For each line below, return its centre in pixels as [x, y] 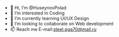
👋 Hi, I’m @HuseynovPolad [38, 8]
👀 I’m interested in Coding [37, 13]
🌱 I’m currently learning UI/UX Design [50, 18]
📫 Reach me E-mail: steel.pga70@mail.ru [53, 29]
